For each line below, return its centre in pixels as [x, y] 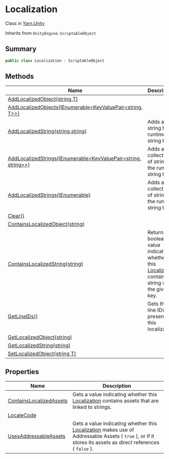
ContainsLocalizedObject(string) [46, 224]
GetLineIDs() [23, 316]
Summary [21, 49]
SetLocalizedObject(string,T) [42, 354]
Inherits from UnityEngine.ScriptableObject [51, 33]
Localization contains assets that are [115, 401]
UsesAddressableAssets [36, 436]
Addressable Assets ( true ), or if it [113, 436]
